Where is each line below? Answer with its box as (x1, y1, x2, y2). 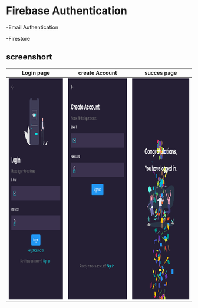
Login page (21, 69, 50, 77)
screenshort (6, 52, 52, 62)
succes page (144, 69, 177, 77)
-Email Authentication (6, 24, 59, 31)
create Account (78, 69, 117, 77)
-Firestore (6, 35, 31, 42)
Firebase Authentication (6, 4, 128, 18)
